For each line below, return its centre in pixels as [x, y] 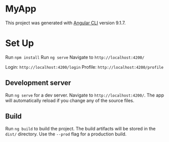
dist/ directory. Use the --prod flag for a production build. [66, 134]
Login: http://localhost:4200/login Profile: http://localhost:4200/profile [84, 67]
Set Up [20, 43]
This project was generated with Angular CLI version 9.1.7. [66, 23]
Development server [38, 83]
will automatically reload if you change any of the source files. [70, 100]
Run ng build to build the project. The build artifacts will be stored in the [80, 128]
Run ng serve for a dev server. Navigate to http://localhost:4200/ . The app [85, 95]
